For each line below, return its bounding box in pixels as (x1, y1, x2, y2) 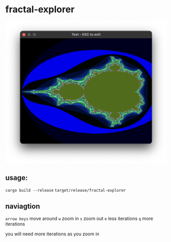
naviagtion (5, 201, 40, 211)
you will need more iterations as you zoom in (5, 231, 100, 237)
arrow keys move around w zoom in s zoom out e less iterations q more (5, 215, 154, 221)
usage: (5, 173, 28, 182)
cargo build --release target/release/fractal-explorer (5, 188, 126, 193)
